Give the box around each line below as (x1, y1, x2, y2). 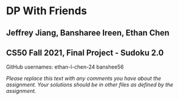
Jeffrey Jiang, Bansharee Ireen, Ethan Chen (6, 28, 170, 38)
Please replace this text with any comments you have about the (6, 75, 161, 82)
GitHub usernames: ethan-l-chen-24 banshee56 (6, 63, 124, 70)
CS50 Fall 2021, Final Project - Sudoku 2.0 (6, 47, 164, 57)
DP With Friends (6, 4, 87, 18)
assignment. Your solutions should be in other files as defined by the (6, 81, 174, 88)
